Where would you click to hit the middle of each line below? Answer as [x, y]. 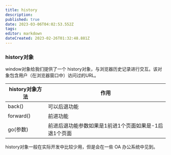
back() [16, 106]
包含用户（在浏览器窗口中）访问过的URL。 [54, 75]
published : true [22, 19]
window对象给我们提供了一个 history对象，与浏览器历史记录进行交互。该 [81, 69]
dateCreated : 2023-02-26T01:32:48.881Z [48, 39]
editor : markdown [24, 34]
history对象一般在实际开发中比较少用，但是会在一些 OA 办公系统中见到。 [82, 147]
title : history [21, 10]
